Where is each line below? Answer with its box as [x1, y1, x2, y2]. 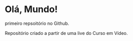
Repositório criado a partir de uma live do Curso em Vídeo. [5, 30, 128, 36]
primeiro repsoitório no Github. [5, 20, 69, 26]
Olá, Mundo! [5, 4, 58, 15]
